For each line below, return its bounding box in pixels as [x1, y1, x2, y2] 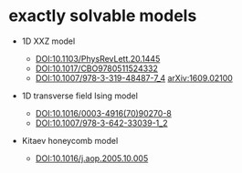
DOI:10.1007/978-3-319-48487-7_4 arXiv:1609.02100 [35, 72, 234, 83]
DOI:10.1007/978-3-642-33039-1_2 [35, 117, 168, 128]
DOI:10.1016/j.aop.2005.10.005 [35, 152, 149, 164]
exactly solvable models [8, 5, 197, 26]
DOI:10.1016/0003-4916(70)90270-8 [35, 107, 173, 118]
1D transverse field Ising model [21, 90, 139, 101]
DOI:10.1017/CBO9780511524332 [35, 63, 159, 74]
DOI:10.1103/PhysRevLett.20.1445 [35, 53, 161, 64]
